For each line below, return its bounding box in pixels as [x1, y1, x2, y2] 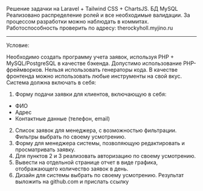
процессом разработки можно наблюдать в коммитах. [6, 18, 149, 25]
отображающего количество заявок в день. [14, 165, 129, 172]
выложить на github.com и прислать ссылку [14, 178, 129, 185]
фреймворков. [6, 66, 43, 73]
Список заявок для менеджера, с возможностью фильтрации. [14, 127, 177, 134]
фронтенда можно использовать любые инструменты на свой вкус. [6, 72, 182, 80]
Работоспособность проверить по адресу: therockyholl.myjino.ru [6, 24, 173, 31]
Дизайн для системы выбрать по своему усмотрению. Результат [14, 172, 184, 178]
